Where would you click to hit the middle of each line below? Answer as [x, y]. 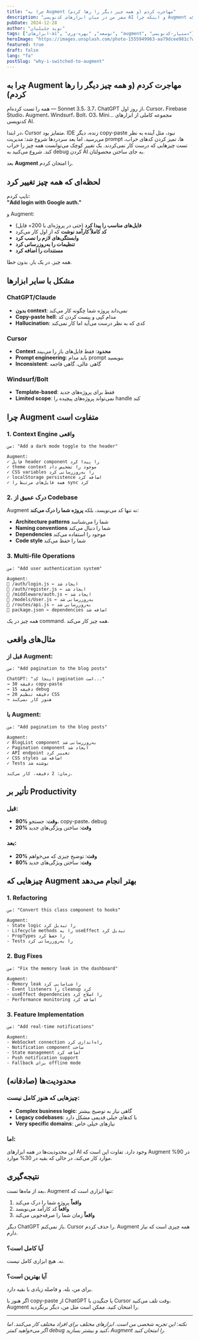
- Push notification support [43, 1058]
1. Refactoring [27, 897]
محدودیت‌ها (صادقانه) [41, 1081]
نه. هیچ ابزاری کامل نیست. [36, 1261]
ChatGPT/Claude [32, 298]
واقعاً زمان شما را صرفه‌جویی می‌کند [55, 1215]
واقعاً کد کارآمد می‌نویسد [42, 1208]
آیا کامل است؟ [25, 1248]
